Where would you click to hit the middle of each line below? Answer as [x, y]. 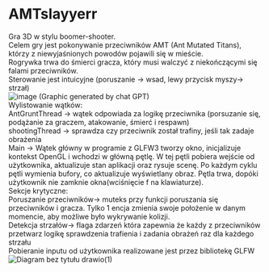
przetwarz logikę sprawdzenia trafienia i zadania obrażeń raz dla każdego [131, 233]
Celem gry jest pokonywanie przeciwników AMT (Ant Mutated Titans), [125, 44]
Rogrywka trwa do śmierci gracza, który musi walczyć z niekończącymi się [133, 62]
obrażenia [25, 139]
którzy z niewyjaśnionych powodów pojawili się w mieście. [106, 53]
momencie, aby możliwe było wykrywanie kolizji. [89, 216]
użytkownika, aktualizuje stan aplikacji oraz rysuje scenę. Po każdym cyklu [133, 165]
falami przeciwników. [43, 70]
